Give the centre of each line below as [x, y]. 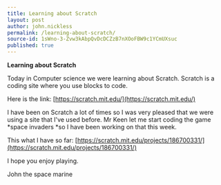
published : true [30, 45]
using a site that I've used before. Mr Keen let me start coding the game [109, 120]
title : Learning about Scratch [52, 13]
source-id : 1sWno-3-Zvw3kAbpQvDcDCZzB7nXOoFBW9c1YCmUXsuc [92, 39]
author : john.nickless [40, 26]
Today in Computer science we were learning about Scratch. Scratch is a [111, 78]
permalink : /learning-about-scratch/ [61, 33]
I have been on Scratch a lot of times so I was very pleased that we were [110, 112]
